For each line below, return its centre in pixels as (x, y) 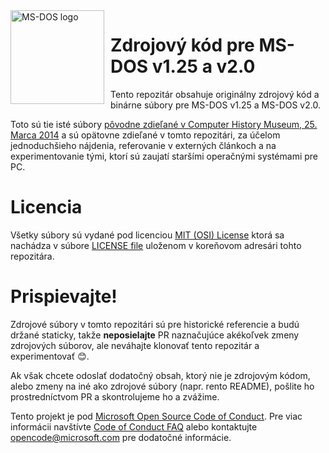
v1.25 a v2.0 (203, 66)
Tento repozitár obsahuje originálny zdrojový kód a (215, 94)
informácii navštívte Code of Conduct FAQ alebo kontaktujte (134, 426)
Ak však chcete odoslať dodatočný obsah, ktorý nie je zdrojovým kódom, (160, 375)
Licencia (46, 207)
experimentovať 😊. (50, 356)
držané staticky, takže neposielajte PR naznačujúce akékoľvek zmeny (155, 335)
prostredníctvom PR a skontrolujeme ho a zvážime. (115, 396)
